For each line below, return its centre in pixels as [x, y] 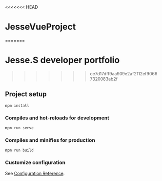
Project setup [26, 94]
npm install [17, 105]
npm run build [20, 150]
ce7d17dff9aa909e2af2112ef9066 [124, 73]
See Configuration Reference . [35, 173]
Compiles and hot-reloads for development [57, 118]
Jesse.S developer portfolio [62, 60]
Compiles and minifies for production [50, 140]
